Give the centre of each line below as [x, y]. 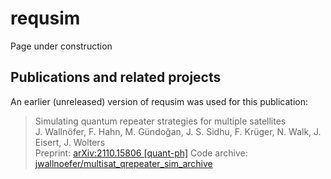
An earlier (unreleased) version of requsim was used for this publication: [159, 101]
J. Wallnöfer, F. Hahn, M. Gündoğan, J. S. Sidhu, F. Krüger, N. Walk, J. [178, 131]
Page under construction [61, 46]
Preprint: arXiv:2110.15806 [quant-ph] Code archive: [141, 153]
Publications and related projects [116, 77]
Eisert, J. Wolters [70, 142]
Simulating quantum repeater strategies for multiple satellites [160, 121]
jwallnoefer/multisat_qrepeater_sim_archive [123, 163]
